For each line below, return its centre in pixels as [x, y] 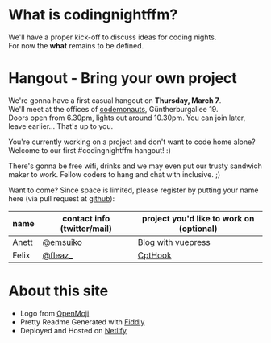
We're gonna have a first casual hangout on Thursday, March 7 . [115, 100]
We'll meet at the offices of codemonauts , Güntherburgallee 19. [113, 109]
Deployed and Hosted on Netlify [73, 330]
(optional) [198, 229]
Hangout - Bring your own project [123, 79]
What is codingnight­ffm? [93, 15]
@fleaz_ [58, 255]
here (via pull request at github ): [62, 198]
